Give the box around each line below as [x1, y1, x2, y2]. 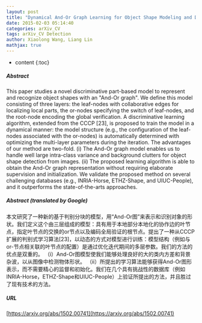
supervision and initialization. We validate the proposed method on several [6, 171, 191, 178]
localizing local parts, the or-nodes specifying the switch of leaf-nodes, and [6, 106, 194, 114]
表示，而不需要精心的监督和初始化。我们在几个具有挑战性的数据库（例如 [6, 265, 185, 273]
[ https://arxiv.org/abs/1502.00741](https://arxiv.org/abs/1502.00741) [6, 310, 174, 317]
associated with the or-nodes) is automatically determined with [23, 132, 179, 139]
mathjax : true [6, 43, 42, 49]
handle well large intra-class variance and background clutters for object [6, 151, 186, 158]
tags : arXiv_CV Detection [6, 31, 71, 37]
